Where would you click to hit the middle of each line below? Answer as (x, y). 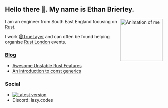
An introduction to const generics (47, 71)
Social (13, 84)
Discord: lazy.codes (33, 100)
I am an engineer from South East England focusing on (61, 21)
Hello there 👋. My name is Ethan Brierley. (70, 9)
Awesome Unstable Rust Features (47, 66)
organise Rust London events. (36, 42)
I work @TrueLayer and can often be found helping (57, 36)
